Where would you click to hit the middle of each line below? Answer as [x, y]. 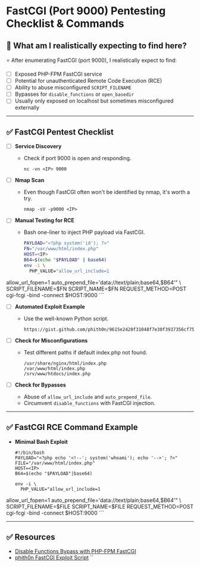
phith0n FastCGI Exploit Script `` [54, 557]
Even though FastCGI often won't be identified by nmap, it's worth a [107, 192]
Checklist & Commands [65, 24]
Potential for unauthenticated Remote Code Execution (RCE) [88, 81]
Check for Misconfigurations [51, 340]
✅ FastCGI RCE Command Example [72, 427]
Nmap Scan [29, 180]
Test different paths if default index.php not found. [85, 352]
